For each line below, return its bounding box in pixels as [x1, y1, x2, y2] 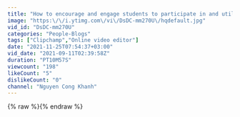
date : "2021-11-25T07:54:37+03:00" [7, 43, 114, 50]
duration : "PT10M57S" [7, 57, 72, 64]
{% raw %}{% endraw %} [7, 102, 84, 111]
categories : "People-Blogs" [7, 30, 91, 38]
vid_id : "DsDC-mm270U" [7, 23, 75, 30]
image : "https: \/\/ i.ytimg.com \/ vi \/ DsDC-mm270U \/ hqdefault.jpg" [7, 17, 206, 24]
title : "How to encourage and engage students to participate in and [7, 10, 219, 18]
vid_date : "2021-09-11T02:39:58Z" [7, 50, 111, 57]
